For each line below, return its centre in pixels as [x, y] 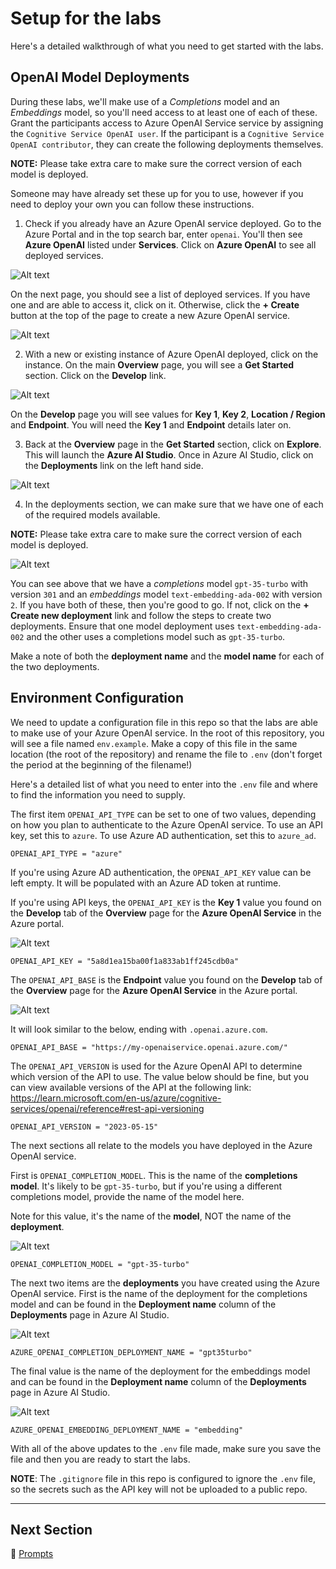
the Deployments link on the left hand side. [114, 465]
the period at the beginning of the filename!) [101, 764]
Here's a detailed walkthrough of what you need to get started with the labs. [167, 46]
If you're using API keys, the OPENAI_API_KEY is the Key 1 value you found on [166, 902]
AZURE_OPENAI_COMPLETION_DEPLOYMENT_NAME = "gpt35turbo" [131, 1352]
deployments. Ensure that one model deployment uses [122, 626]
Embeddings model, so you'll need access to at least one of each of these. [164, 112]
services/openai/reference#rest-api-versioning [107, 1108]
